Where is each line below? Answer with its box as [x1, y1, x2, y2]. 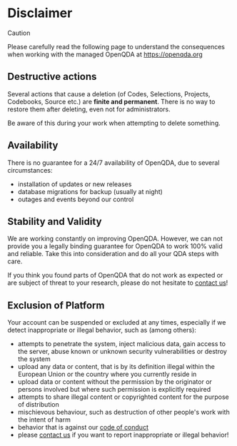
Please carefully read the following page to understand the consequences [7, 42, 225, 51]
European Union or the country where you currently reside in [17, 370, 197, 379]
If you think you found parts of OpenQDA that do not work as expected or [7, 271, 223, 280]
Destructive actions [7, 71, 97, 83]
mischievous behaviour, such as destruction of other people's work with [17, 408, 230, 417]
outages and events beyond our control [17, 195, 134, 203]
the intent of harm [17, 415, 71, 424]
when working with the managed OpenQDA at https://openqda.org [7, 50, 203, 59]
